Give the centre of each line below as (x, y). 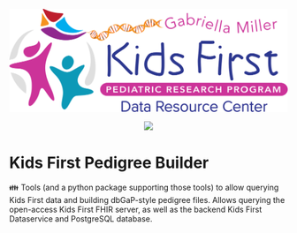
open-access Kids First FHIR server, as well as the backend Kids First (136, 210)
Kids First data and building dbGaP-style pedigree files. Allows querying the (147, 200)
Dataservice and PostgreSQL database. (81, 219)
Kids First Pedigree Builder (109, 162)
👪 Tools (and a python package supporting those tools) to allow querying (144, 188)
